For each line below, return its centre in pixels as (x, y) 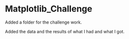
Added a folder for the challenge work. (43, 22)
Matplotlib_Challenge (49, 9)
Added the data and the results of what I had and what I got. (65, 31)
